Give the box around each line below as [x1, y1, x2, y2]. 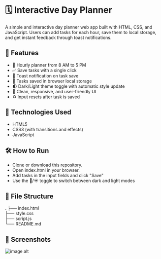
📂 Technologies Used [5, 108, 71, 116]
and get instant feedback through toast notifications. [5, 35, 112, 40]
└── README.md [5, 221, 41, 227]
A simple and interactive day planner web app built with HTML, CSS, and [5, 24, 153, 30]
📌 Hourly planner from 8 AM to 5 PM [12, 62, 86, 68]
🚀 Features [5, 49, 39, 57]
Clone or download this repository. [12, 162, 83, 168]
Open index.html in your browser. [12, 167, 80, 173]
